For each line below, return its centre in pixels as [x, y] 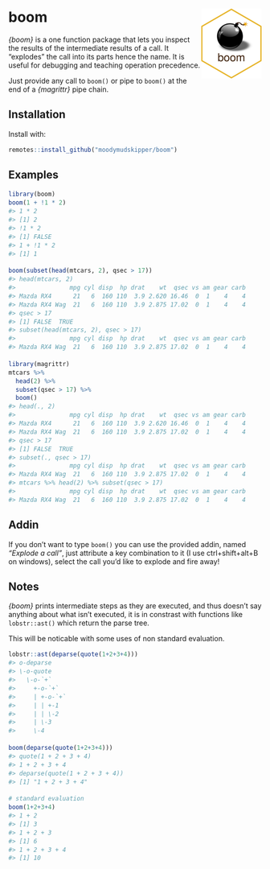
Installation [37, 115]
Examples [33, 175]
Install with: [27, 134]
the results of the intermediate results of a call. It [89, 47]
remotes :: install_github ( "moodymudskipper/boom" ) [93, 150]
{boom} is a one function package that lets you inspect [99, 39]
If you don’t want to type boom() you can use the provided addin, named [127, 544]
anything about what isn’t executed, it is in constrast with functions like [126, 615]
